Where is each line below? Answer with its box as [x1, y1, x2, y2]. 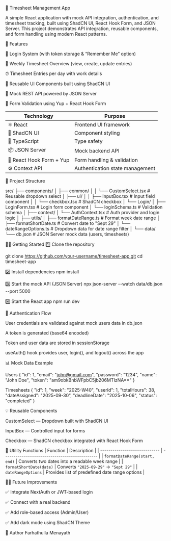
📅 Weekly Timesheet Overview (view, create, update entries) [5, 61, 132, 66]
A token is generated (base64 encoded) [5, 330, 89, 336]
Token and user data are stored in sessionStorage [5, 340, 110, 346]
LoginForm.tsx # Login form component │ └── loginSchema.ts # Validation [5, 204, 163, 210]
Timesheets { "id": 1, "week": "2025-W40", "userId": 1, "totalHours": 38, [5, 387, 156, 393]
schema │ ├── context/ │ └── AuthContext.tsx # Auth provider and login [5, 210, 160, 215]
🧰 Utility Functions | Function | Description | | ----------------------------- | [5, 448, 163, 453]
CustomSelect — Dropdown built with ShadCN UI [5, 418, 108, 424]
